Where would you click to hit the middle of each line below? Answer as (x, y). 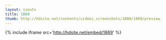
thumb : (12, 19)
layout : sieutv (21, 10)
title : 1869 (17, 14)
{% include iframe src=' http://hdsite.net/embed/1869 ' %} (63, 33)
